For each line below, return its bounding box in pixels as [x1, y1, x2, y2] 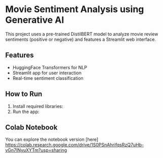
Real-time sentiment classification [12, 75, 84, 81]
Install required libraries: [12, 103, 63, 109]
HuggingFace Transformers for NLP [12, 64, 88, 70]
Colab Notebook [5, 123, 58, 132]
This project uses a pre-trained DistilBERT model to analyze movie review [5, 31, 158, 37]
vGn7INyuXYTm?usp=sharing [5, 147, 67, 153]
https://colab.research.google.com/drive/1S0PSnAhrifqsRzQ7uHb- [5, 142, 144, 148]
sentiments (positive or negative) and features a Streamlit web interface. [5, 36, 156, 42]
